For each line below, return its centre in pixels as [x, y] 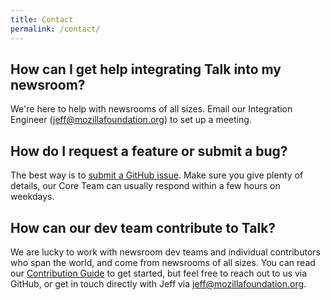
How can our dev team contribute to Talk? [143, 227]
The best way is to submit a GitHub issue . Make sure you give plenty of [157, 175]
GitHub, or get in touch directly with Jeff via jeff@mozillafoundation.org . [158, 283]
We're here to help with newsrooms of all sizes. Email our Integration [151, 109]
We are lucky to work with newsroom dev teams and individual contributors [165, 252]
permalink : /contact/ [55, 29]
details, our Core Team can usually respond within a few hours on [145, 186]
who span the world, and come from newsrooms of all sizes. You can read [163, 262]
